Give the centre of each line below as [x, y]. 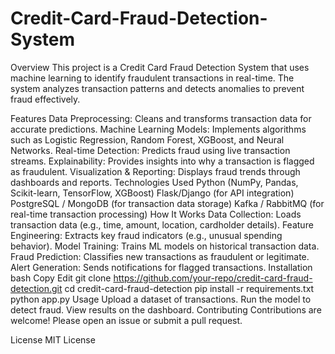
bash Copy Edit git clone [61, 278]
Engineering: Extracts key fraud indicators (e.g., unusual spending [146, 235]
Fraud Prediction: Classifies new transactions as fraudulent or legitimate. [160, 256]
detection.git [36, 288]
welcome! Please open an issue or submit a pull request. [126, 320]
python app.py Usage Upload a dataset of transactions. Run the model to [161, 299]
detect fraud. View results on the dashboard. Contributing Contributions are [166, 309]
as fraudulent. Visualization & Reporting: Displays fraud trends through [155, 171]
